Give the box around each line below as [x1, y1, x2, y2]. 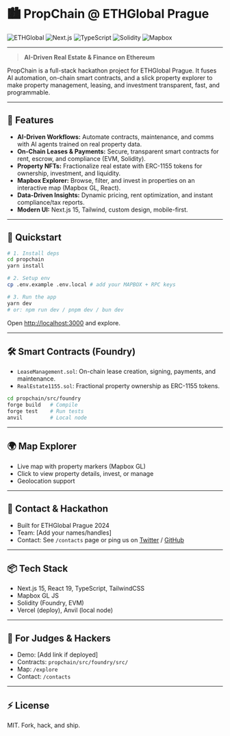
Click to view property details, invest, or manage [16, 469, 154, 477]
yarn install [7, 262, 44, 270]
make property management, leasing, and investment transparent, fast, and [7, 81, 220, 89]
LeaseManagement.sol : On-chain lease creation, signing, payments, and [16, 368, 216, 376]
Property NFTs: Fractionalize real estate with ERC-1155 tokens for [16, 162, 203, 170]
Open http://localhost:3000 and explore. [7, 318, 121, 327]
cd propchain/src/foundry [7, 395, 81, 402]
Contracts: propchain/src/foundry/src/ [16, 658, 129, 666]
